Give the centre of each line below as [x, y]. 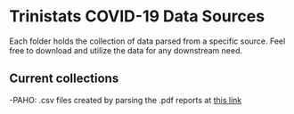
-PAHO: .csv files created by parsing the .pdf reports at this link [126, 100]
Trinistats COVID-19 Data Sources [137, 16]
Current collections [64, 79]
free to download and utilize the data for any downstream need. [126, 50]
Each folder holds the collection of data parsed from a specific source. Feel [147, 41]
